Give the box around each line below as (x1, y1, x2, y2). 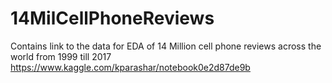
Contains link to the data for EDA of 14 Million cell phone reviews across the (10, 40, 322, 52)
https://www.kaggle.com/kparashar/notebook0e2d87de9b (10, 61, 251, 73)
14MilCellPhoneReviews (10, 7, 215, 30)
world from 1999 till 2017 (10, 50, 112, 62)
